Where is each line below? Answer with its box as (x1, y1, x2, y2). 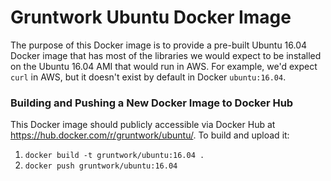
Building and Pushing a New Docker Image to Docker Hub (10, 96, 294, 110)
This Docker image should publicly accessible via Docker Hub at (10, 119, 276, 131)
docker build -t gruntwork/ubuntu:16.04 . (24, 151, 205, 161)
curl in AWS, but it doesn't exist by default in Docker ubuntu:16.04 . (10, 71, 287, 83)
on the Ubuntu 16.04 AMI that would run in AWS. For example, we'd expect (10, 60, 318, 72)
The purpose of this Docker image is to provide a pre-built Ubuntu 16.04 (10, 39, 308, 51)
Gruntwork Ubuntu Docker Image (10, 6, 292, 29)
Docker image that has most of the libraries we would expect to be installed (10, 49, 322, 61)
